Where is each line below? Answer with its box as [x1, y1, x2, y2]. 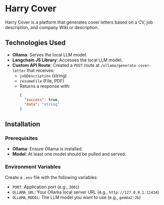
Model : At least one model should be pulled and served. [12, 151, 127, 157]
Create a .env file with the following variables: [5, 175, 98, 180]
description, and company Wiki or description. [5, 24, 99, 30]
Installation [5, 120, 40, 128]
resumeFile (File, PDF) [19, 78, 65, 84]
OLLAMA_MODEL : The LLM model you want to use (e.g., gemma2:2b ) [12, 195, 141, 201]
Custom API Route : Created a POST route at [12, 62, 100, 68]
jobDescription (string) [19, 72, 67, 79]
